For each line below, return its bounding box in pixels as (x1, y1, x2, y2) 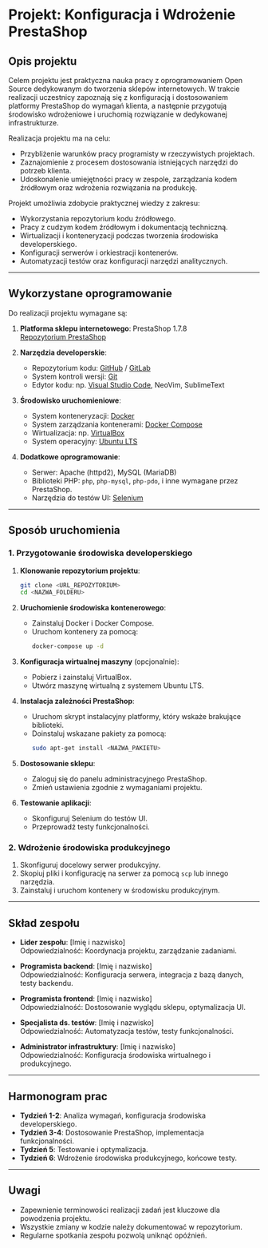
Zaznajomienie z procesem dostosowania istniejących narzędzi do (19, 157, 238, 167)
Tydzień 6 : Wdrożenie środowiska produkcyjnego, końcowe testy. (19, 1153, 238, 1163)
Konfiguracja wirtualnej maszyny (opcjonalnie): (19, 657, 179, 666)
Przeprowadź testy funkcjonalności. (31, 822, 150, 832)
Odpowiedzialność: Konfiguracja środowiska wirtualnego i (19, 1051, 211, 1060)
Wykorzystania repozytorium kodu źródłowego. (19, 214, 176, 223)
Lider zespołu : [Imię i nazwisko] (19, 937, 126, 948)
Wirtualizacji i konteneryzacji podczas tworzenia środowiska (19, 231, 219, 240)
